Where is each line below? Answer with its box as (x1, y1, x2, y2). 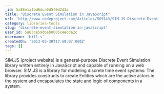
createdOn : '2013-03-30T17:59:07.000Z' (5, 39, 86, 44)
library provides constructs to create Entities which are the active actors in (5, 72, 155, 78)
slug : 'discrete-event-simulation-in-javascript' (5, 25, 108, 30)
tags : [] (5, 44, 23, 48)
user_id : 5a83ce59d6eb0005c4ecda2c (5, 30, 78, 35)
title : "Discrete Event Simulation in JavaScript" (5, 12, 110, 17)
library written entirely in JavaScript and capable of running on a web (5, 62, 144, 68)
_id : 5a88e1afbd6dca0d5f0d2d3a (5, 7, 69, 12)
